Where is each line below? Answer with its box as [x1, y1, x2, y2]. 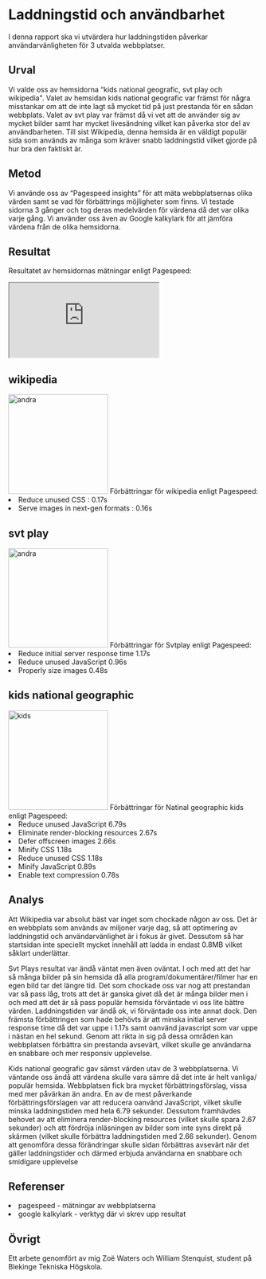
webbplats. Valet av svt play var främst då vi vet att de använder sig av [8, 110, 241, 119]
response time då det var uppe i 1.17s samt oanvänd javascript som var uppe [8, 1023, 259, 1032]
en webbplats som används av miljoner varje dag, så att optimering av [8, 922, 238, 933]
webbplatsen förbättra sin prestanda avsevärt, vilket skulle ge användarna [8, 1039, 252, 1049]
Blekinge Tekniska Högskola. [8, 1262, 103, 1272]
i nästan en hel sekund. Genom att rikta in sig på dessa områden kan [8, 1031, 233, 1041]
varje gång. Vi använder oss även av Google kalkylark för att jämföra [8, 213, 233, 223]
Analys [8, 894, 45, 907]
